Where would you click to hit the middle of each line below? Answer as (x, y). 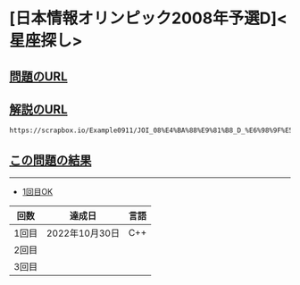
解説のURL (39, 109)
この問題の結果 (50, 160)
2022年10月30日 (83, 233)
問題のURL (39, 76)
